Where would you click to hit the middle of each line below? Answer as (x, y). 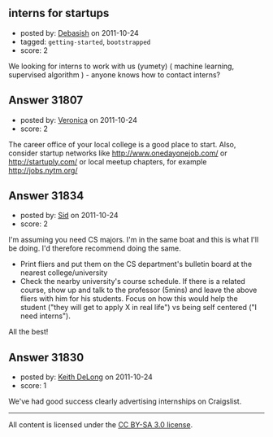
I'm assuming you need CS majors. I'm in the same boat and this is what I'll (134, 240)
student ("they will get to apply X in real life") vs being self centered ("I (139, 308)
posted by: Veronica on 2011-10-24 (79, 120)
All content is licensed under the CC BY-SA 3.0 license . (101, 425)
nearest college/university (64, 273)
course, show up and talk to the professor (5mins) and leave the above (139, 290)
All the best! (28, 332)
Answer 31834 (46, 196)
